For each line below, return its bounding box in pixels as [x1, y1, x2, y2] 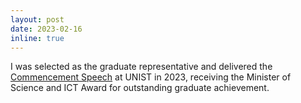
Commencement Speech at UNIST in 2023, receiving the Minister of [10, 71, 292, 83]
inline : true [10, 33, 65, 43]
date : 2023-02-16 [10, 24, 83, 34]
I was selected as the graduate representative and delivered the [10, 61, 273, 73]
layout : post [10, 14, 65, 25]
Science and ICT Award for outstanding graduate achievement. [10, 82, 270, 94]
